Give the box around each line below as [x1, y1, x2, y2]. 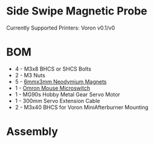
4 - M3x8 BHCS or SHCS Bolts [14, 65, 92, 72]
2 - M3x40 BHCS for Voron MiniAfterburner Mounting [14, 104, 149, 111]
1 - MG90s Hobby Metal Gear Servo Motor [14, 90, 121, 98]
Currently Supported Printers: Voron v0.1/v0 [6, 24, 115, 31]
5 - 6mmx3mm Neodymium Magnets [14, 78, 107, 85]
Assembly [6, 125, 59, 139]
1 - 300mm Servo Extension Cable [14, 97, 100, 104]
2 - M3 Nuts [14, 71, 45, 79]
